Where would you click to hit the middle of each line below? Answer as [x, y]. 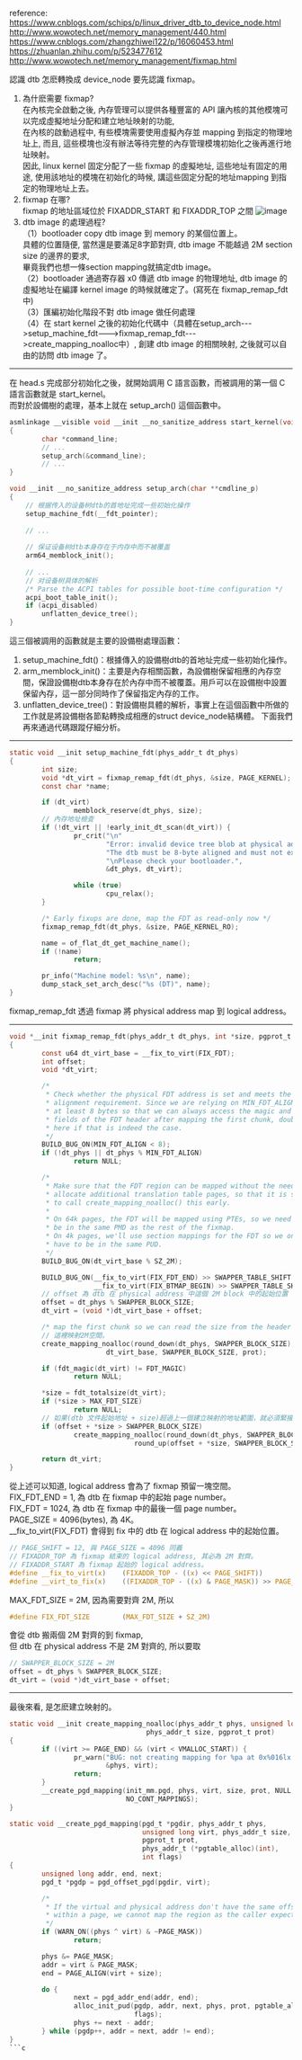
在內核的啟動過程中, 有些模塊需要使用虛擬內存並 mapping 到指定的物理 [153, 132]
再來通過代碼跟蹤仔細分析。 [74, 727]
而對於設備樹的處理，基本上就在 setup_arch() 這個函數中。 [118, 405]
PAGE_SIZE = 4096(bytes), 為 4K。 [74, 1520]
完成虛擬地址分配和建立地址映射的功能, [102, 121]
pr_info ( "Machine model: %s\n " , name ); [116, 976]
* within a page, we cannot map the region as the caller [156, 1915]
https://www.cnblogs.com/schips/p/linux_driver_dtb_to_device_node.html [145, 22]
